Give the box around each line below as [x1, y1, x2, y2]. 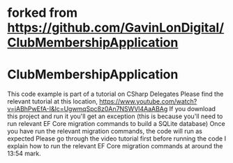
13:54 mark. [7, 149, 41, 158]
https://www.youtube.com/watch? [98, 97, 197, 106]
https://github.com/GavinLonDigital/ [7, 20, 225, 36]
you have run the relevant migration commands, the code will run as [7, 127, 203, 136]
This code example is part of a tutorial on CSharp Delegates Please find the [7, 90, 224, 99]
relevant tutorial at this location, [7, 97, 98, 106]
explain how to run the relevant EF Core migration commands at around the [7, 142, 223, 150]
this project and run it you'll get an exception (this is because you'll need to [7, 112, 223, 120]
